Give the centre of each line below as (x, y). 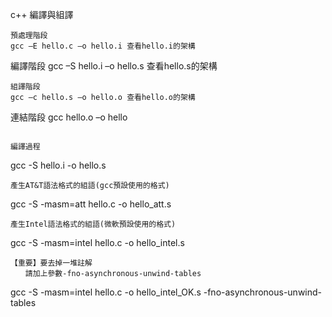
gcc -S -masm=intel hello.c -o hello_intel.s (97, 242)
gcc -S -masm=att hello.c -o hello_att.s (91, 204)
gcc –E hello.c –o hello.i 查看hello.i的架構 (103, 46)
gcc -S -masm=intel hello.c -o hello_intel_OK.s (106, 292)
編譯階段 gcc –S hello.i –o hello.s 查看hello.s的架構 (114, 66)
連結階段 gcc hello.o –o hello (69, 117)
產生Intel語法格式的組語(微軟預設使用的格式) (93, 224)
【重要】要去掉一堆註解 (51, 263)
